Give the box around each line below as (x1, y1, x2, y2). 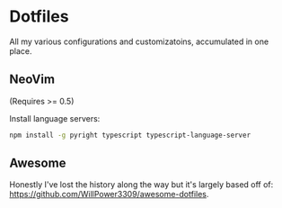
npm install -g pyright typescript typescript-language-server (9, 131, 251, 140)
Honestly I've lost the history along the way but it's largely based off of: (9, 179, 274, 190)
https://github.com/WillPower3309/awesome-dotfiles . (9, 189, 209, 200)
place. (9, 45, 33, 56)
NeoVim (9, 72, 56, 87)
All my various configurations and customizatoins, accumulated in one (9, 36, 269, 47)
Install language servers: (9, 113, 101, 123)
